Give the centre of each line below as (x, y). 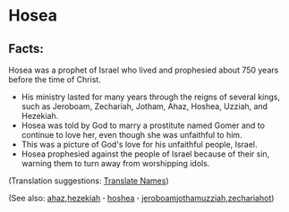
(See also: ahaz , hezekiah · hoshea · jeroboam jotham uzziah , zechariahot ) (141, 198)
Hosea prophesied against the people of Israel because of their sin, (145, 154)
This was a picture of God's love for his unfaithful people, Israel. (139, 144)
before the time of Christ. (55, 80)
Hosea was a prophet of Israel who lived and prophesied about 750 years (144, 70)
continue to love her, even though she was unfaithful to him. (132, 135)
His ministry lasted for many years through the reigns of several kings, (151, 97)
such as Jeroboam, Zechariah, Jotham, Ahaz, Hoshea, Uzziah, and (144, 106)
